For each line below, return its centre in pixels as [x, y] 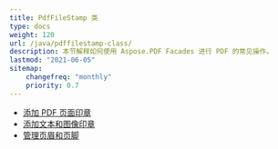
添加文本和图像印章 [59, 124]
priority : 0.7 [52, 85]
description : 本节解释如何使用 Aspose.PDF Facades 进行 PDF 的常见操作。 [141, 52]
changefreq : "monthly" [69, 77]
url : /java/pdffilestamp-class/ [71, 43]
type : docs [30, 26]
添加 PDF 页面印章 [57, 112]
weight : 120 [32, 35]
